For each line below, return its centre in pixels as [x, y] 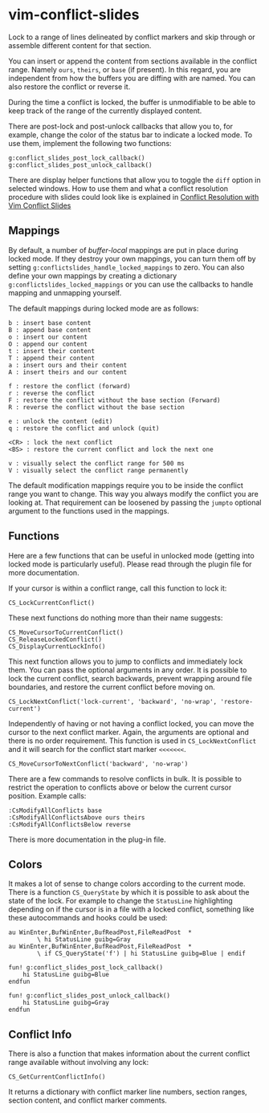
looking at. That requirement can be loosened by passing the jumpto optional [135, 502]
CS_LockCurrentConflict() [51, 603]
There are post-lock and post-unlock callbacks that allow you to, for [121, 126]
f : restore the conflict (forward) [69, 386]
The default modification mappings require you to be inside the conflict [126, 485]
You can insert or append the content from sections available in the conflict [133, 61]
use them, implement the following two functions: [90, 143]
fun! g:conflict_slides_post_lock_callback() [86, 968]
